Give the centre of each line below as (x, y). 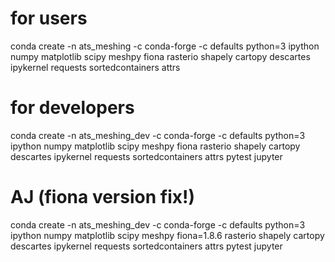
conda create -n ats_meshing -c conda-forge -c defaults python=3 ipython (165, 46)
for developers (72, 108)
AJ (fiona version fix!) (102, 197)
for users (49, 18)
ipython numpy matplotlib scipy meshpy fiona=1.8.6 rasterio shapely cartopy (167, 235)
